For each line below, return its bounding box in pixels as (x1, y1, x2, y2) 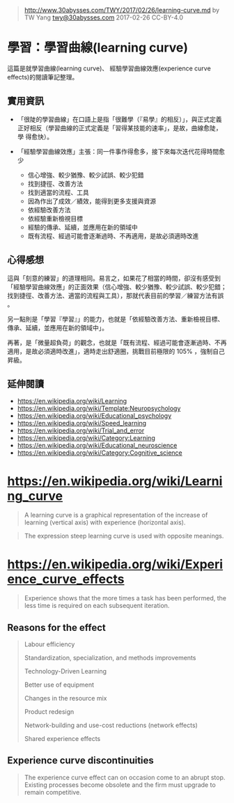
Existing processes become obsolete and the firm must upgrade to (24, 780, 216, 789)
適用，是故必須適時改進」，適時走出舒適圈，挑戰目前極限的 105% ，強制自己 (7, 347, 225, 355)
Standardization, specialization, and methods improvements (24, 654, 196, 662)
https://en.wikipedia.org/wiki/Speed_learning (17, 419, 147, 428)
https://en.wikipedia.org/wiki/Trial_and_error (17, 426, 145, 435)
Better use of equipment (24, 680, 95, 689)
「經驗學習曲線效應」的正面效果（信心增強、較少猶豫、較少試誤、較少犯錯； (7, 282, 227, 291)
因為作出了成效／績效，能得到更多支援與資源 (27, 196, 157, 205)
